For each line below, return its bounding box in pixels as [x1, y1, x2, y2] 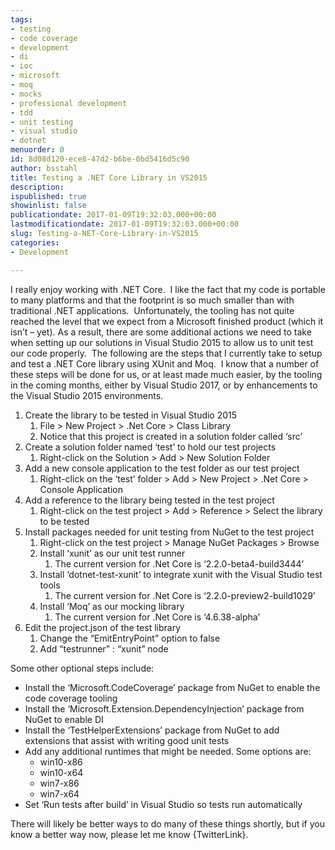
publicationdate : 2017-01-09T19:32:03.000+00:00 [10, 210, 217, 220]
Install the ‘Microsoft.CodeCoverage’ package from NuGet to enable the [24, 681, 321, 693]
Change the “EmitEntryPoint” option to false [39, 632, 221, 644]
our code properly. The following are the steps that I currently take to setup [10, 347, 323, 359]
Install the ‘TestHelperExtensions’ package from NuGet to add [24, 724, 280, 736]
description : [10, 182, 65, 192]
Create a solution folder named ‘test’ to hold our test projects [24, 441, 277, 453]
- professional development [10, 98, 128, 108]
